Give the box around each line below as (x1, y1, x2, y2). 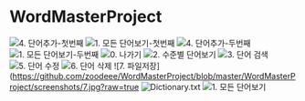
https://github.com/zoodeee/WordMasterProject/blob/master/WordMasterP (12, 70, 297, 81)
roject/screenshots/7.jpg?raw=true (9, 81, 140, 92)
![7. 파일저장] (113, 60, 160, 71)
